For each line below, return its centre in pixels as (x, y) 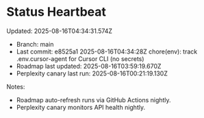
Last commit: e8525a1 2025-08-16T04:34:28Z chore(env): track (107, 51)
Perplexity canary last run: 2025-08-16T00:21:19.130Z (92, 73)
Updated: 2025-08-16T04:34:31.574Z (60, 31)
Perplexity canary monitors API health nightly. (80, 107)
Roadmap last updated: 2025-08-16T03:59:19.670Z (89, 66)
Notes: (16, 86)
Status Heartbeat (56, 12)
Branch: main (35, 44)
